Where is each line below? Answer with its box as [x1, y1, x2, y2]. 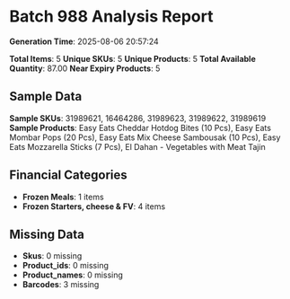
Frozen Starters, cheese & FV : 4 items [22, 200, 166, 212]
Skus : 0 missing [22, 251, 83, 261]
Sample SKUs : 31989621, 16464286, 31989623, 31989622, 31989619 [9, 112, 267, 123]
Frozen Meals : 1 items [22, 191, 105, 202]
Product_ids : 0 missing [22, 260, 110, 271]
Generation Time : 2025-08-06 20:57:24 [9, 36, 159, 47]
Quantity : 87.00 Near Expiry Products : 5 [9, 63, 161, 74]
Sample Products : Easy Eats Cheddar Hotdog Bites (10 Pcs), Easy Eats [9, 122, 272, 133]
